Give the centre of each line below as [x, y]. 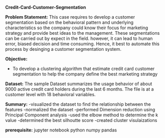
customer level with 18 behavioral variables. [51, 94]
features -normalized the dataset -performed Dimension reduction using [80, 110]
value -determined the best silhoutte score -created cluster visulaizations [81, 120]
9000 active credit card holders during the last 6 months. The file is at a [80, 89]
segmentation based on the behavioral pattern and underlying [69, 22]
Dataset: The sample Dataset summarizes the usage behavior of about [79, 84]
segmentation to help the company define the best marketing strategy [85, 74]
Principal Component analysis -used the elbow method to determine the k [82, 115]
